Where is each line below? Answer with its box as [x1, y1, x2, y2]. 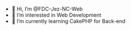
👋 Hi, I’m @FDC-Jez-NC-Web [11, 6, 83, 12]
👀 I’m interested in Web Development [11, 12, 102, 18]
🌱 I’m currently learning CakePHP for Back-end [11, 18, 126, 24]
